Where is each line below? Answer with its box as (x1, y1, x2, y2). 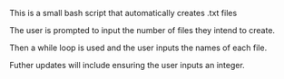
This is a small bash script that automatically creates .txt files (9, 8, 238, 18)
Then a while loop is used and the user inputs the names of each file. (9, 42, 268, 53)
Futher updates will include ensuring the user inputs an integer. (9, 60, 245, 70)
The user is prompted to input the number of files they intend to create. (9, 25, 275, 35)
